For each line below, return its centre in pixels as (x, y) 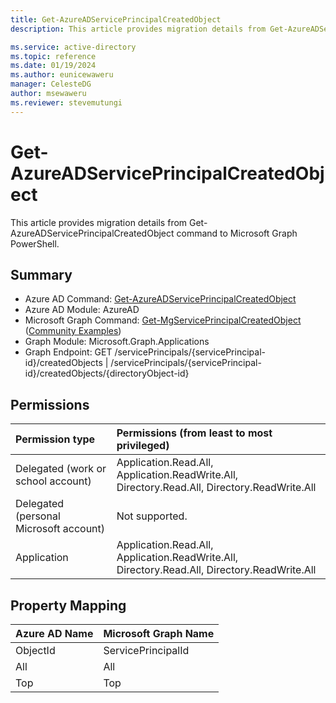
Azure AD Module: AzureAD (82, 310)
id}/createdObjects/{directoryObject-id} (107, 373)
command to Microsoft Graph (237, 233)
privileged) (143, 446)
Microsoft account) (60, 529)
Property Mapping (68, 605)
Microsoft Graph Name (159, 633)
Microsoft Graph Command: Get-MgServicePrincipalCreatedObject (163, 320)
